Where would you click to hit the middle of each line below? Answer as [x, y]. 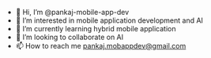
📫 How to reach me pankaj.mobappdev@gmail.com [101, 46]
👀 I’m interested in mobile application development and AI [109, 20]
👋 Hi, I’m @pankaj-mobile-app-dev [72, 12]
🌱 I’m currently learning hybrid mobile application [96, 29]
